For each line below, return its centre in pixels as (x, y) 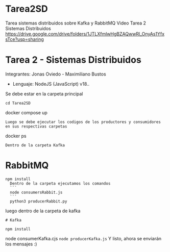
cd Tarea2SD (18, 103)
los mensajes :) (21, 244)
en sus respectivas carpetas (36, 126)
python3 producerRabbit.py (39, 201)
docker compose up (26, 112)
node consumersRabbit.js (36, 192)
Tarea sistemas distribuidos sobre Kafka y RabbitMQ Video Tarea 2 (76, 23)
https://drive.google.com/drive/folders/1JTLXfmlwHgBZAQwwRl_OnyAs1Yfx (85, 34)
